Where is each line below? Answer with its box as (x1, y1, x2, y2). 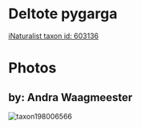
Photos (8, 59, 57, 77)
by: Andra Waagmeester (8, 91, 133, 104)
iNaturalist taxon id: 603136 (8, 31, 99, 41)
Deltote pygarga (8, 5, 118, 23)
